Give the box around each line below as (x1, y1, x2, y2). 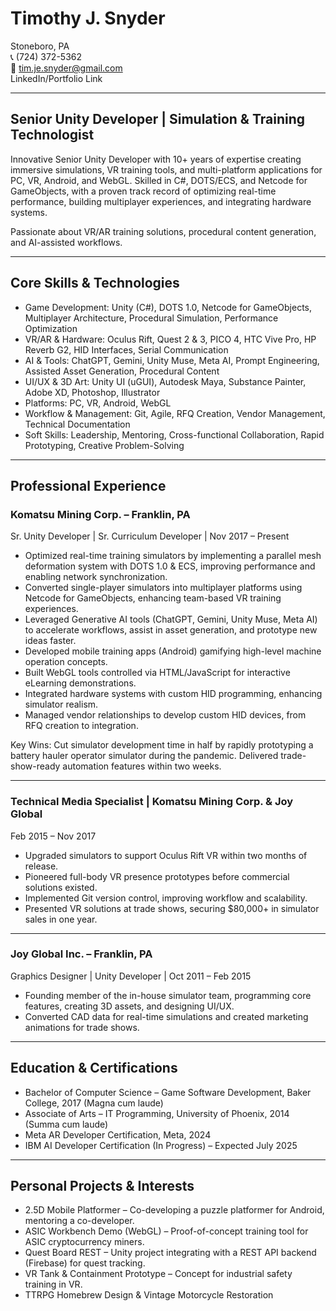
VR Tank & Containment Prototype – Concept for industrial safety (24, 1268, 293, 1280)
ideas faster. (24, 635, 77, 647)
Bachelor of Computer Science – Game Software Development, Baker (24, 1086, 312, 1098)
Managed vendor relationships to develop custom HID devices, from (24, 709, 307, 721)
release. (24, 860, 59, 872)
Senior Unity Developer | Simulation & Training (10, 111, 306, 128)
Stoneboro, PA (10, 40, 70, 52)
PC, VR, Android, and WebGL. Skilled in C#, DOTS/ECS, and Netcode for (10, 174, 308, 186)
